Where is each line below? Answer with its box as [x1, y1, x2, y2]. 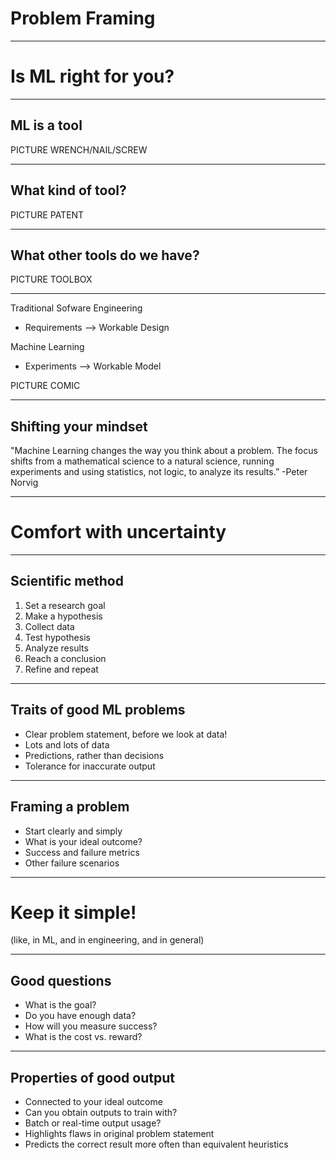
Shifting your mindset [10, 418, 148, 435]
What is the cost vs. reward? [24, 1031, 143, 1043]
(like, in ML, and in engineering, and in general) [10, 934, 205, 946]
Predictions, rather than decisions [24, 749, 165, 761]
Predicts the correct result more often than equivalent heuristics [24, 1138, 289, 1151]
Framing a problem [10, 798, 130, 816]
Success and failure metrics [24, 846, 140, 858]
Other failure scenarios [24, 857, 120, 869]
